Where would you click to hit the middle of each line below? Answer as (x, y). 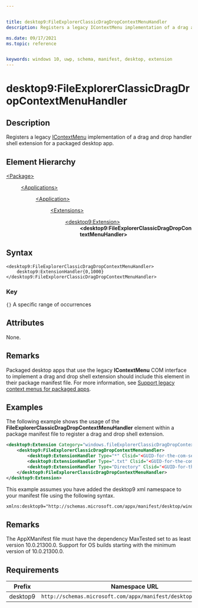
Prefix (22, 587)
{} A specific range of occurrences (49, 305)
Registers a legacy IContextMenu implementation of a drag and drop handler (99, 137)
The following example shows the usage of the (63, 421)
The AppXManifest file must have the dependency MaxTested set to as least (99, 539)
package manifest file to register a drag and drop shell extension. (85, 434)
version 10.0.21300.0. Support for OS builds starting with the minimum (91, 545)
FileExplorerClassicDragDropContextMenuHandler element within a (90, 428)
